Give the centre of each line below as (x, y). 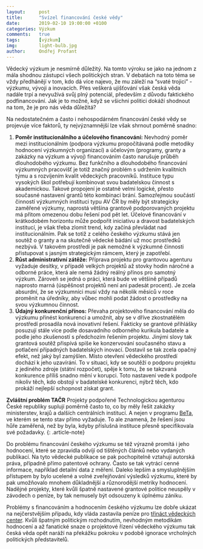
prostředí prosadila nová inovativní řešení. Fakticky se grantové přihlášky (106, 324)
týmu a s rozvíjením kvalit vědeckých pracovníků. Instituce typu (94, 176)
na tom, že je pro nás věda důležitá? (51, 107)
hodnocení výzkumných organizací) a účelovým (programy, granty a (100, 150)
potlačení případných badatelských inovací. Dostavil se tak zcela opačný (106, 350)
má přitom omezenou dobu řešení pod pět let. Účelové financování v (101, 214)
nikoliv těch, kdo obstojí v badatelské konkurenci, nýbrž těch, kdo (97, 382)
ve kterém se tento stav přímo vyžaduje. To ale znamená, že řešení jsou (96, 419)
